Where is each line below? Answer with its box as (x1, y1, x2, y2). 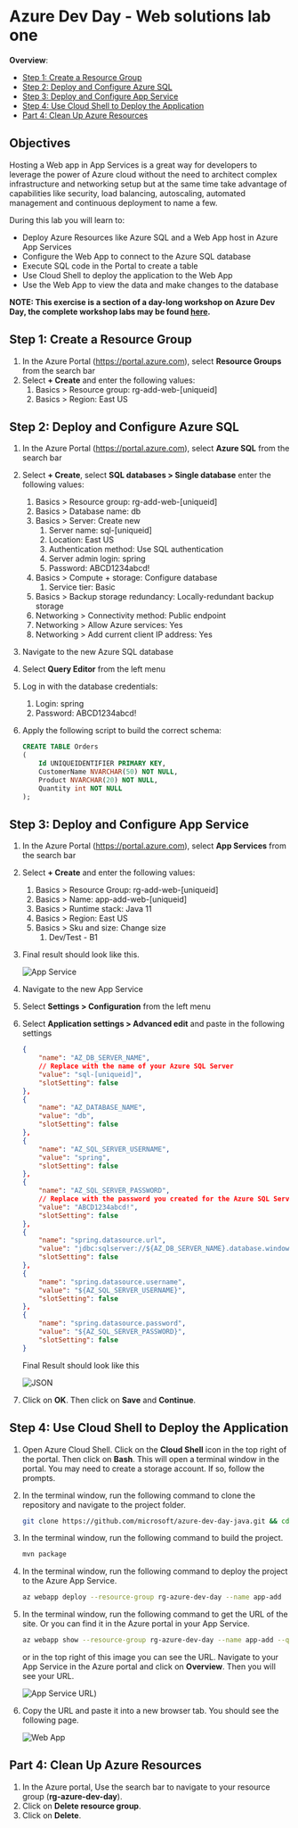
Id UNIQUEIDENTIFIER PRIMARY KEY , (38, 759, 166, 768)
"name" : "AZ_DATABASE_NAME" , (38, 1104, 147, 1113)
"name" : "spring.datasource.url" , (38, 1236, 166, 1245)
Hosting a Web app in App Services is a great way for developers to (9, 159, 258, 170)
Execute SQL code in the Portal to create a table (21, 261, 198, 271)
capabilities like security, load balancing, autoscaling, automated (9, 187, 246, 198)
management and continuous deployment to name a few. (9, 197, 218, 208)
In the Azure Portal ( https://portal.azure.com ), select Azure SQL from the (21, 443, 290, 454)
